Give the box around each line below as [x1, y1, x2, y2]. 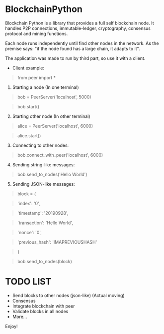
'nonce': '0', [17, 229, 42, 235]
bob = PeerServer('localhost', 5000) [17, 94, 91, 100]
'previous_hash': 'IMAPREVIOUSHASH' [17, 239, 97, 245]
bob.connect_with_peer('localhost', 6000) [17, 152, 103, 158]
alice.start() [17, 132, 41, 138]
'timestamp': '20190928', [17, 210, 69, 216]
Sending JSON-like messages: [12, 181, 76, 187]
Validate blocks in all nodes [12, 308, 69, 314]
